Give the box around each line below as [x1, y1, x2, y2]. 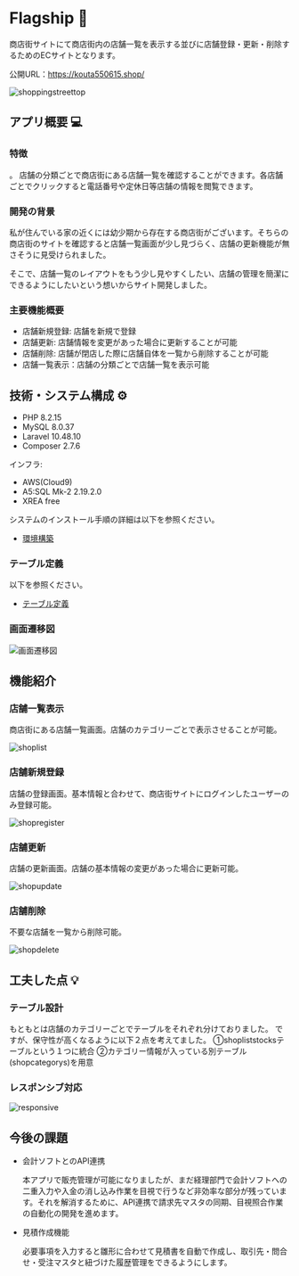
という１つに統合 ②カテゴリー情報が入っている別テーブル [32, 1045, 247, 1056]
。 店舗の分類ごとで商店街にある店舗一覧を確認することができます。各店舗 [9, 169, 284, 180]
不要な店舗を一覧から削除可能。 [9, 926, 126, 937]
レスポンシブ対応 [9, 1081, 83, 1093]
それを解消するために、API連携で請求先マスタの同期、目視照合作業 [36, 1197, 284, 1207]
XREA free [21, 496, 61, 506]
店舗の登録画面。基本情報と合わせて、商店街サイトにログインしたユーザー [9, 788, 282, 799]
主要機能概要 [9, 303, 65, 316]
